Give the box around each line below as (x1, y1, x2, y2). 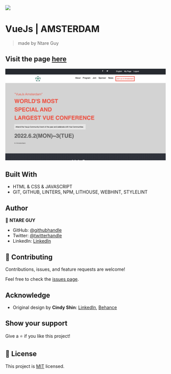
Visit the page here (5, 55, 67, 64)
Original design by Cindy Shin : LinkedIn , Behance (12, 304, 117, 310)
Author (5, 204, 28, 212)
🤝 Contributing (5, 252, 53, 262)
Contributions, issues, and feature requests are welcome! (5, 266, 126, 272)
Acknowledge (5, 291, 50, 300)
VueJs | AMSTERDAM (5, 23, 100, 35)
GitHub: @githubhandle (12, 227, 62, 234)
